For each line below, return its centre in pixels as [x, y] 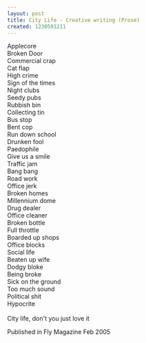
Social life [21, 252]
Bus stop [20, 120]
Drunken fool [25, 142]
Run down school [32, 134]
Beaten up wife [29, 260]
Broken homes [28, 193]
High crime [23, 76]
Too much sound [31, 289]
